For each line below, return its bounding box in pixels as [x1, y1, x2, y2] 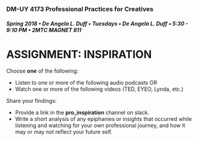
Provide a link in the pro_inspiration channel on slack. [14, 109, 150, 116]
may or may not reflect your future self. [14, 128, 113, 136]
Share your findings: [6, 97, 57, 105]
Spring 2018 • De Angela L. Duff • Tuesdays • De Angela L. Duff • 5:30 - [6, 20, 188, 27]
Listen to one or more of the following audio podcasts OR [14, 79, 158, 87]
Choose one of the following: [6, 67, 78, 74]
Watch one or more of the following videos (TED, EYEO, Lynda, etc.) [14, 85, 184, 93]
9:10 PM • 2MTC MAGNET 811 [6, 26, 81, 33]
